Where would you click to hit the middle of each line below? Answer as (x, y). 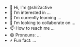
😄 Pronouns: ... (25, 35)
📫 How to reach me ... (32, 28)
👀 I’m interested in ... (30, 12)
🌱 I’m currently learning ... (35, 18)
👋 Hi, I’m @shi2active (31, 7)
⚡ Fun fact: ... (23, 40)
